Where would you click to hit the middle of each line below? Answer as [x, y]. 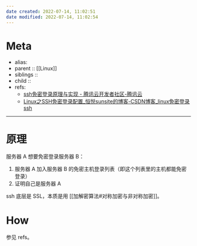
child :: [23, 81]
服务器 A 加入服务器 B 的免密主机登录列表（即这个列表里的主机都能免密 [101, 169]
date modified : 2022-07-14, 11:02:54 [52, 17]
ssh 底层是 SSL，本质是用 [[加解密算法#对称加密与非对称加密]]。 [84, 196]
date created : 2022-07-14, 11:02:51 [51, 11]
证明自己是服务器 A [38, 184]
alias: [21, 62]
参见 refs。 [19, 237]
